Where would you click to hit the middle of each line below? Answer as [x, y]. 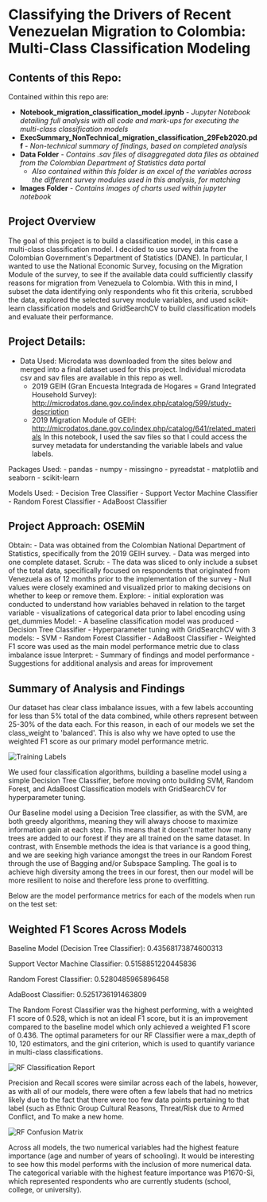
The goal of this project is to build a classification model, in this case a [123, 241]
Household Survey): [64, 394]
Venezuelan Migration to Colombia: [127, 31]
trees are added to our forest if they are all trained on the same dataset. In [129, 838]
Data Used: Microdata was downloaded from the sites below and [126, 361]
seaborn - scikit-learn [44, 477]
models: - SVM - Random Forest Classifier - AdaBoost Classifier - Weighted [132, 638]
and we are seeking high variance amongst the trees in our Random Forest [130, 855]
